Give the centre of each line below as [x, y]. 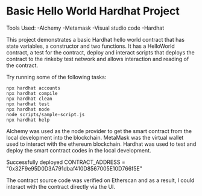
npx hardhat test [28, 104]
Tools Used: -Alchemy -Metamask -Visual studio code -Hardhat [85, 28]
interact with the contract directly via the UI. [61, 186]
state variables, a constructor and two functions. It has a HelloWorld [90, 46]
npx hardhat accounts [33, 88]
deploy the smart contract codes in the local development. [79, 150]
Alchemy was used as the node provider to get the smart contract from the [99, 131]
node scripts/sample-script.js [46, 114]
